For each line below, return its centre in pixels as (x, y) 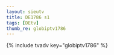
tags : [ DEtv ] (23, 23)
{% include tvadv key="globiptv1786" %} (57, 45)
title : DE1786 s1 (28, 17)
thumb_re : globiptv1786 (36, 28)
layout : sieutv (25, 12)
